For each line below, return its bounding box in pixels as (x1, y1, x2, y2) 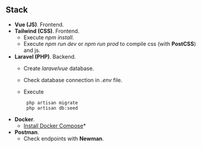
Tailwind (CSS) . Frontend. (14, 27, 80, 34)
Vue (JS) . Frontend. (14, 21, 64, 28)
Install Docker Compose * (23, 122, 86, 129)
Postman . (14, 128, 39, 135)
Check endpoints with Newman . (23, 135, 104, 142)
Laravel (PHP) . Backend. (14, 53, 76, 60)
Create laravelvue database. (23, 65, 94, 72)
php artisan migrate (26, 100, 78, 106)
